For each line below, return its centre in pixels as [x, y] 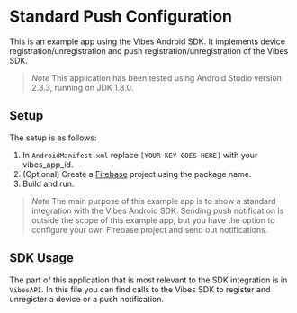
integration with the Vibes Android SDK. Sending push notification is [157, 210]
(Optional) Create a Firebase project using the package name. [137, 174]
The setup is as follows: [53, 138]
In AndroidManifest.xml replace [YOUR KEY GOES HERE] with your [140, 155]
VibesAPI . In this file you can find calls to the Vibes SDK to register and [140, 289]
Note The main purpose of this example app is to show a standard [153, 201]
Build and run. [48, 183]
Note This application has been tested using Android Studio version [156, 77]
